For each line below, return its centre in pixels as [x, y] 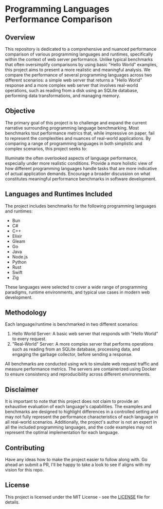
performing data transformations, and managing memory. [63, 96]
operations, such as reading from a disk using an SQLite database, [72, 90]
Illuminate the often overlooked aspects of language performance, [71, 158]
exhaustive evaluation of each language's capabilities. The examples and [78, 407]
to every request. [29, 339]
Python [19, 262]
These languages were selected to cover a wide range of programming [76, 287]
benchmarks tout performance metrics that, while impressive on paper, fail [80, 133]
